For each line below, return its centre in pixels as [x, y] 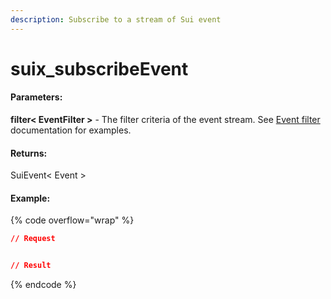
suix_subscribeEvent [99, 68]
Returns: [29, 153]
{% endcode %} [43, 285]
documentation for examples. [71, 130]
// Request [33, 239]
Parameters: [36, 97]
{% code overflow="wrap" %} [72, 220]
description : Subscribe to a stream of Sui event [116, 19]
